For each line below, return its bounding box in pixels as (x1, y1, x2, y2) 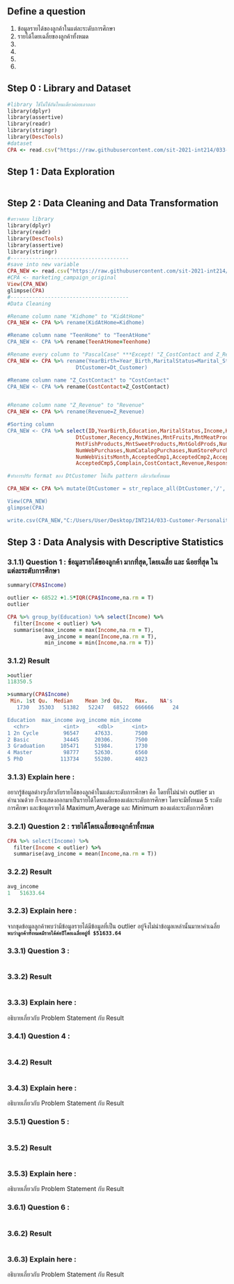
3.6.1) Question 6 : (7, 1202, 70, 1212)
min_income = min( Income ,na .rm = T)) (44, 640, 155, 647)
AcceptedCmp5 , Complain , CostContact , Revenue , (75, 460, 208, 467)
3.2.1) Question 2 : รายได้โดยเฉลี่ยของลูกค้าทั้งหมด (7, 821, 155, 831)
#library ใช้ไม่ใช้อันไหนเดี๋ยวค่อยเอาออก (7, 101, 95, 108)
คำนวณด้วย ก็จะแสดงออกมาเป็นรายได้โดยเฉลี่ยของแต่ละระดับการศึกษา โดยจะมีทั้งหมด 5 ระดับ (7, 796, 222, 805)
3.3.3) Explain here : (7, 997, 77, 1007)
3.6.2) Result (7, 1228, 52, 1238)
